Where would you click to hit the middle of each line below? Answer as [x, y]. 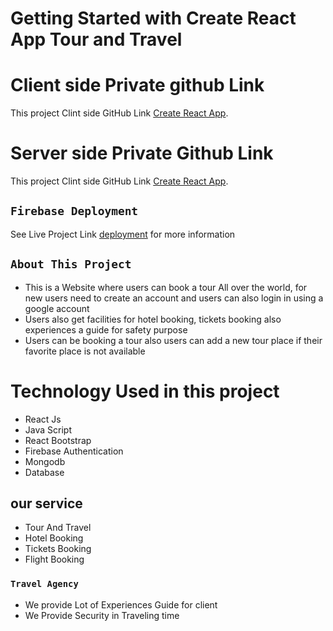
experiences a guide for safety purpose [106, 329]
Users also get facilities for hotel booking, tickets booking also [153, 319]
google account [57, 308]
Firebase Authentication [74, 451]
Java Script [48, 429]
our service [46, 503]
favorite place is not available [85, 351]
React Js [43, 419]
